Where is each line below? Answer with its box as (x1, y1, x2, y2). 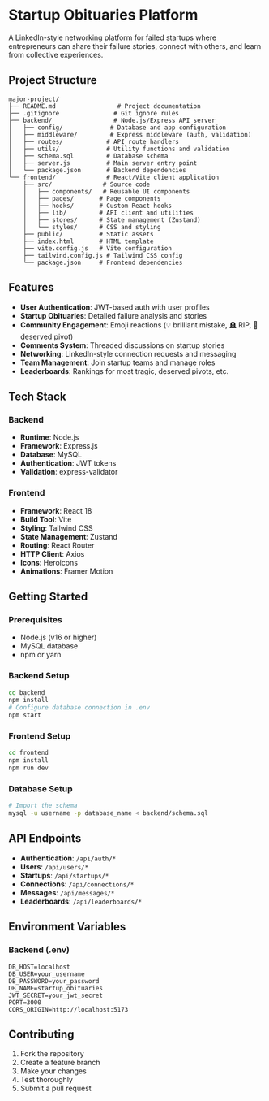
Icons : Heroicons (19, 557, 79, 567)
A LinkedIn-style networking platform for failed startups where (8, 33, 217, 42)
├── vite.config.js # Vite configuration (23, 244, 173, 253)
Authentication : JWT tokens (19, 458, 117, 468)
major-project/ (8, 95, 60, 103)
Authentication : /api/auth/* (19, 853, 117, 863)
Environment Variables (8, 920, 126, 934)
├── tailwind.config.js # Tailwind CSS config (23, 251, 183, 259)
